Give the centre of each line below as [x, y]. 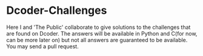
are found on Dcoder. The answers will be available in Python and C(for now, [102, 33]
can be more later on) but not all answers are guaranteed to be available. [97, 40]
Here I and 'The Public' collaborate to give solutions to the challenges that [98, 27]
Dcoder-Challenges [57, 11]
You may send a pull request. [42, 46]
